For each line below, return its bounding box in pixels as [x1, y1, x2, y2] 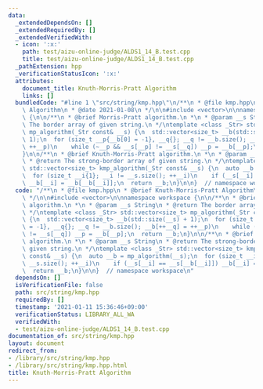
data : [8, 11, 26, 20]
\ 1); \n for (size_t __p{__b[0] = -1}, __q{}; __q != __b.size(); [22, 135, 247, 144]
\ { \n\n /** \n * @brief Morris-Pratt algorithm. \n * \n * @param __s [22, 114, 247, 122]
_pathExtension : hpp [15, 63, 82, 71]
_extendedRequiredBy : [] [15, 26, 96, 34]
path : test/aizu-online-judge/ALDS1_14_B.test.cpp [22, 48, 191, 56]
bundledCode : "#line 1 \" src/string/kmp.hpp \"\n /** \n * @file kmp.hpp [15, 99, 250, 107]
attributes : [15, 77, 55, 85]
